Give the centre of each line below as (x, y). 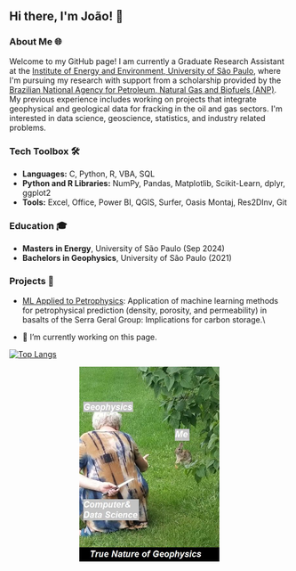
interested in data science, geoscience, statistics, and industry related (137, 118)
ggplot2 (36, 192)
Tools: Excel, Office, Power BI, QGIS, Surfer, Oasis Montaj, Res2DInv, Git (154, 202)
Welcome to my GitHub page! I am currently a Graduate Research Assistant (147, 61)
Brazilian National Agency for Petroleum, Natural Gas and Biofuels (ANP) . (143, 89)
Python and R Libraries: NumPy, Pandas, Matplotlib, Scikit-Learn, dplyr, (154, 183)
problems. (28, 127)
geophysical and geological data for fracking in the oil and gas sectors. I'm (146, 109)
